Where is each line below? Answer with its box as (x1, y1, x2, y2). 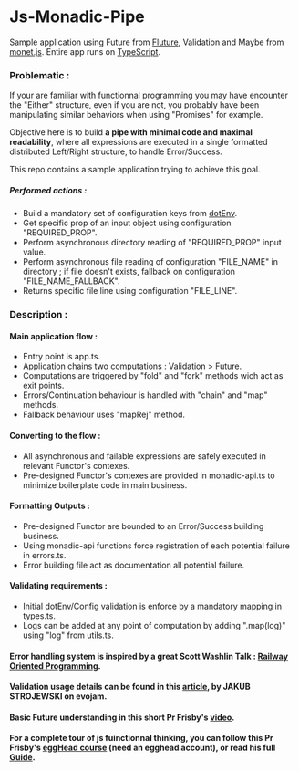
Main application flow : (9, 330, 98, 341)
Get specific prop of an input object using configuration (22, 217, 232, 229)
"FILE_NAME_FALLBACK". (22, 276, 120, 287)
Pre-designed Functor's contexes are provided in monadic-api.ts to (22, 470, 275, 481)
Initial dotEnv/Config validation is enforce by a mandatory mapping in (22, 600, 283, 611)
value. (22, 246, 46, 257)
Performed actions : (9, 184, 88, 195)
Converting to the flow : (9, 430, 101, 441)
